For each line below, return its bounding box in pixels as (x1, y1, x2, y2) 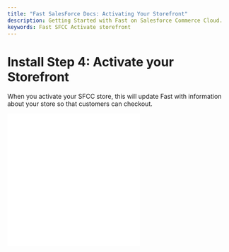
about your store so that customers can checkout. (7, 100, 153, 108)
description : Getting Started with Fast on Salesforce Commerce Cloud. (7, 17, 223, 24)
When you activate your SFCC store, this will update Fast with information (7, 92, 222, 101)
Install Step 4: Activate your (7, 54, 175, 70)
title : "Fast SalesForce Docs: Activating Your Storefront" (7, 10, 189, 18)
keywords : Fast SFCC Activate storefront (7, 23, 131, 30)
